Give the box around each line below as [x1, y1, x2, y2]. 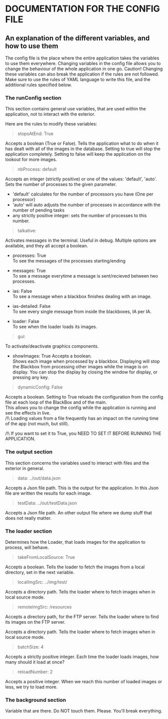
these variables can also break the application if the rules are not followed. [5, 71, 159, 77]
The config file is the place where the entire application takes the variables [5, 55, 159, 61]
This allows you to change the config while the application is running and [5, 405, 156, 411]
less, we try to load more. [5, 684, 58, 690]
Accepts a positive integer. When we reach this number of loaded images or [5, 678, 162, 684]
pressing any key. [12, 374, 49, 380]
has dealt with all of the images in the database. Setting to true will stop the [5, 146, 161, 152]
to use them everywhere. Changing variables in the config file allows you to [5, 60, 161, 66]
